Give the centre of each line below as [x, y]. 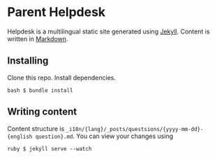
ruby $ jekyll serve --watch [50, 149]
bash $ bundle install [40, 90]
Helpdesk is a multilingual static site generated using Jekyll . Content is [109, 31]
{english [20, 137]
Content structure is [36, 128]
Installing [28, 61]
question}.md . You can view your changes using [104, 136]
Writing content [42, 112]
